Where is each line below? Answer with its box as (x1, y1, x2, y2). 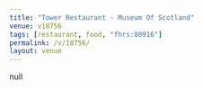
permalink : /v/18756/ (9, 38, 91, 48)
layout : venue (9, 47, 63, 56)
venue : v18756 (9, 22, 63, 31)
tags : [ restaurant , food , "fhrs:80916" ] (9, 30, 163, 39)
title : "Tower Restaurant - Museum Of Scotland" (9, 13, 195, 22)
